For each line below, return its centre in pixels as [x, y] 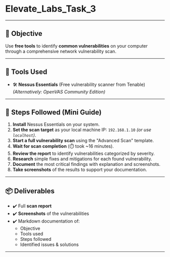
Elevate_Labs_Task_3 [51, 9]
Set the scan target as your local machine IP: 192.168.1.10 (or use [82, 130]
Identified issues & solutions [49, 245]
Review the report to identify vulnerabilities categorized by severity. [84, 154]
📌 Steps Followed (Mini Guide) [54, 112]
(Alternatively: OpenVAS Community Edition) [59, 92]
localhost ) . [24, 135]
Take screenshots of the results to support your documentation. [80, 169]
